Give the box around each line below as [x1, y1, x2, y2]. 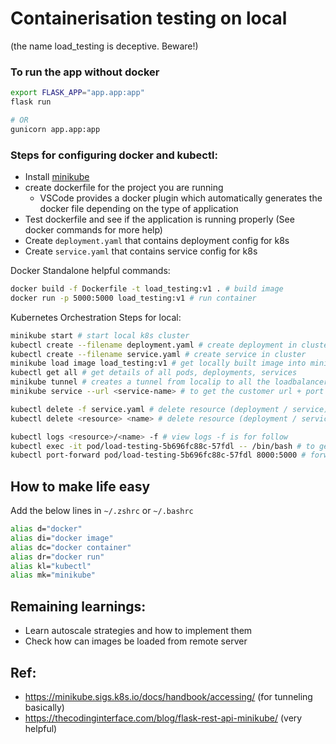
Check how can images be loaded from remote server [24, 635, 248, 647]
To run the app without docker [10, 65, 160, 79]
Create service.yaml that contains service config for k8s [24, 245, 258, 257]
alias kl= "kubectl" [10, 561, 92, 571]
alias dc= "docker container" [10, 542, 132, 552]
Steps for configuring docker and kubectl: [10, 148, 218, 162]
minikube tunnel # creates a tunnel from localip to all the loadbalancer [10, 377, 329, 387]
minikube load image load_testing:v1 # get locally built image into [10, 358, 307, 369]
